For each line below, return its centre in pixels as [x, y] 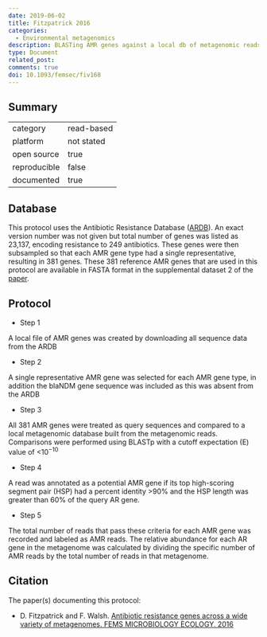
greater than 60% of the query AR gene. [74, 499]
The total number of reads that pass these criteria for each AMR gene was [130, 530]
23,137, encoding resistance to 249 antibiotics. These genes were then [124, 244]
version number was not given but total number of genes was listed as [123, 236]
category [29, 128]
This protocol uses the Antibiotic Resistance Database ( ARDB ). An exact [126, 228]
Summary [33, 107]
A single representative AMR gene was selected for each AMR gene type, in [132, 377]
